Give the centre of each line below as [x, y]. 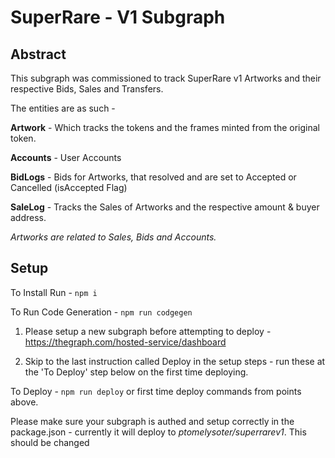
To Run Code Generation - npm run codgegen [101, 312]
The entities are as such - [63, 108]
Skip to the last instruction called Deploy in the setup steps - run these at [175, 361]
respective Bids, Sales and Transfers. [87, 89]
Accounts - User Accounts [66, 157]
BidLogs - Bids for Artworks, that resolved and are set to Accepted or [153, 177]
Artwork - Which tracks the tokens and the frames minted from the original [165, 127]
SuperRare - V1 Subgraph [118, 17]
